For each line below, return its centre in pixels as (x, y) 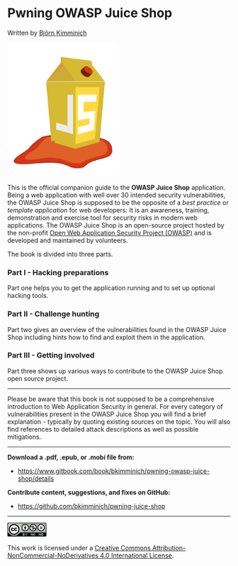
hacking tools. (28, 296)
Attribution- (169, 548)
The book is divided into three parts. (60, 254)
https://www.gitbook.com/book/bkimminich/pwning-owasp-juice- (114, 471)
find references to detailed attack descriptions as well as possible (103, 429)
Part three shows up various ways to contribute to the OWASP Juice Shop (115, 370)
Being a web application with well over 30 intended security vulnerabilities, (117, 195)
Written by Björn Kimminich (47, 33)
